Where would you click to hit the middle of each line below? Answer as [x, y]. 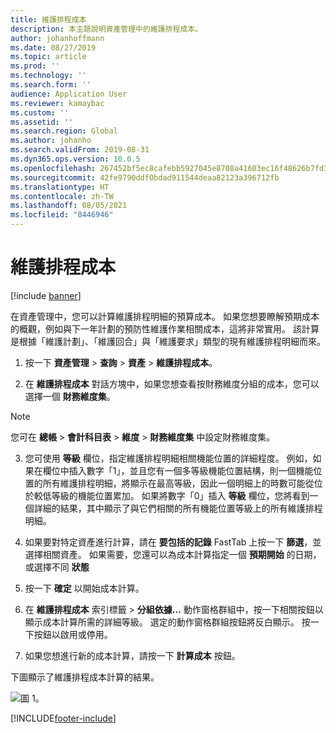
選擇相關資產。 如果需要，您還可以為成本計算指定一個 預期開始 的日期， [173, 554]
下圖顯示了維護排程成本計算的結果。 [85, 677]
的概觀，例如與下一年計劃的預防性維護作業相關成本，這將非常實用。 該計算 [165, 328]
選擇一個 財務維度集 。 [70, 396]
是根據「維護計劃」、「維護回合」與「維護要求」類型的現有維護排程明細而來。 [168, 341]
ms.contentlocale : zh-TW [62, 196]
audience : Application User [69, 94]
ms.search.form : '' [51, 85]
